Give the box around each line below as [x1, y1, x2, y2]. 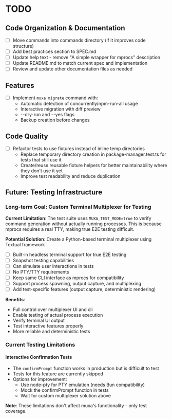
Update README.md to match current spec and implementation [12, 60, 148, 66]
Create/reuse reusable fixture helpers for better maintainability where [20, 162, 167, 169]
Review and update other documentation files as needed [12, 66, 132, 72]
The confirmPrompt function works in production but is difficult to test [12, 366, 159, 372]
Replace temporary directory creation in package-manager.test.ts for [20, 151, 166, 157]
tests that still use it [20, 157, 62, 163]
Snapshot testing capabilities [12, 257, 74, 263]
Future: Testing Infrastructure [5, 188, 103, 197]
